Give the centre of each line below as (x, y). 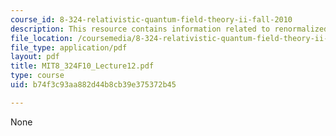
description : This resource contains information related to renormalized (169, 29)
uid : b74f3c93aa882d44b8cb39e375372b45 (93, 85)
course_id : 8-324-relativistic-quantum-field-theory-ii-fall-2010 (151, 19)
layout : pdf (35, 57)
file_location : (42, 38)
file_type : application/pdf (69, 47)
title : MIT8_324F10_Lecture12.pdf (82, 66)
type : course (37, 76)
